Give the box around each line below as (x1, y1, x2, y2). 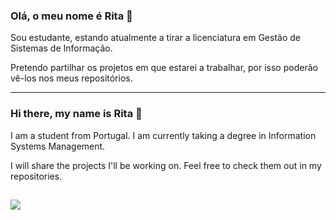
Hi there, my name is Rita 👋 (10, 107, 143, 121)
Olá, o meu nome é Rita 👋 (10, 9, 133, 23)
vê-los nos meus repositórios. (10, 72, 133, 84)
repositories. (10, 170, 63, 182)
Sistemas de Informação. (10, 42, 113, 54)
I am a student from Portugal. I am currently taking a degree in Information (10, 129, 317, 141)
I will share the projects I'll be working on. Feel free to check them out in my (10, 159, 322, 171)
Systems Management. (10, 140, 106, 152)
